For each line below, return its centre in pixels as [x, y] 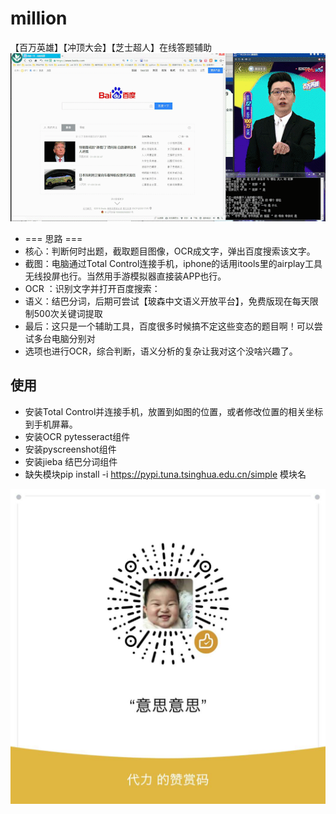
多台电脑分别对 [64, 338]
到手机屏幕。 [51, 424]
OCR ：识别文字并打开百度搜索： [92, 288]
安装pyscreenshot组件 [70, 449]
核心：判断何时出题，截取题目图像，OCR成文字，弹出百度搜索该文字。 [170, 251]
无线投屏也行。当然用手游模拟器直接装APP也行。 [125, 276]
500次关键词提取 [68, 313]
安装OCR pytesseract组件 [77, 436]
